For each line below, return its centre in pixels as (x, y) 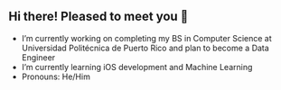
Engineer (38, 57)
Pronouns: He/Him (56, 76)
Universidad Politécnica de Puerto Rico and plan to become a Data (145, 48)
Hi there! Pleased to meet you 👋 (98, 17)
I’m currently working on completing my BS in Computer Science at (146, 38)
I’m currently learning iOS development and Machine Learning (137, 67)
